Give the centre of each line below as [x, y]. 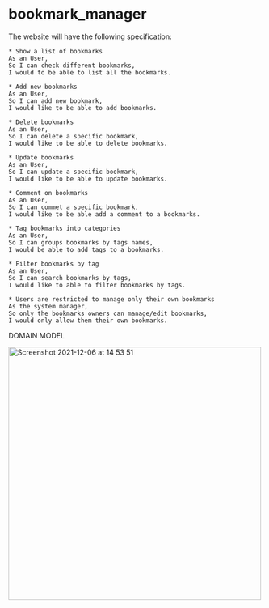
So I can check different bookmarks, [72, 66]
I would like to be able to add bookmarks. [83, 108]
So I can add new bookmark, [56, 101]
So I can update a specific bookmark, [74, 172]
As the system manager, [48, 306]
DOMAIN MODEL [37, 335]
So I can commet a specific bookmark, [74, 207]
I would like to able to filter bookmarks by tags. [97, 285]
